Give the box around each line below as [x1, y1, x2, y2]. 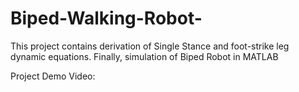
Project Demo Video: [10, 70, 96, 82]
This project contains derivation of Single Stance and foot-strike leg [10, 40, 290, 52]
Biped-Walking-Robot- [10, 7, 203, 30]
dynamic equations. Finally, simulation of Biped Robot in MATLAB [10, 50, 279, 62]
